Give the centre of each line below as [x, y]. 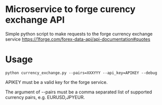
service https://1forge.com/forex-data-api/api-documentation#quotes [78, 39]
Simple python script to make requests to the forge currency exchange [79, 34]
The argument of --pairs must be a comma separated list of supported [79, 92]
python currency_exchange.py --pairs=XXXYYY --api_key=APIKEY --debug [81, 73]
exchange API [35, 20]
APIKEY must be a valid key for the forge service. [56, 82]
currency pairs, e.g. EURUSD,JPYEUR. [45, 97]
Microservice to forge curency [70, 9]
